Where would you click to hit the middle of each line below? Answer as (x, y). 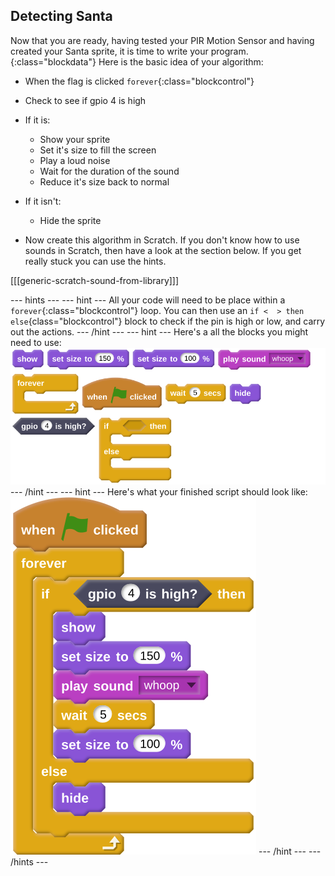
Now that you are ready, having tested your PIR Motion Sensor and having (162, 40)
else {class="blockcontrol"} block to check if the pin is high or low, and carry (168, 321)
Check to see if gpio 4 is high (85, 100)
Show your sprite (75, 139)
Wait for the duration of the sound (109, 171)
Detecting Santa (61, 16)
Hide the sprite (70, 220)
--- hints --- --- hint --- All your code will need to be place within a (148, 300)
